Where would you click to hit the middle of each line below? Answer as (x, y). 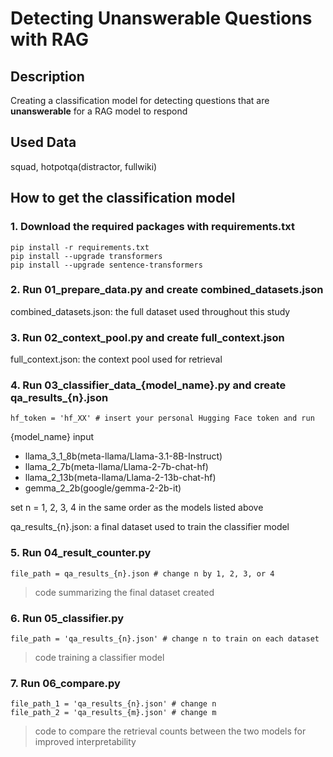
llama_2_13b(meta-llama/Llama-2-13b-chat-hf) (120, 478)
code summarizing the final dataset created (124, 592)
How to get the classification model (123, 198)
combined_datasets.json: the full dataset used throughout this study (150, 311)
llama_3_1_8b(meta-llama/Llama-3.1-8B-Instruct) (123, 456)
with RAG (49, 39)
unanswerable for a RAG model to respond (99, 111)
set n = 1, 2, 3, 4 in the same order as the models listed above (137, 508)
